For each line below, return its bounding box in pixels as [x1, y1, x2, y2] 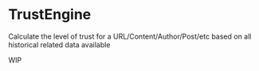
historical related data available [8, 39, 111, 49]
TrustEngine [8, 6, 92, 24]
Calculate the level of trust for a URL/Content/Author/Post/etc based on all [8, 32, 252, 41]
